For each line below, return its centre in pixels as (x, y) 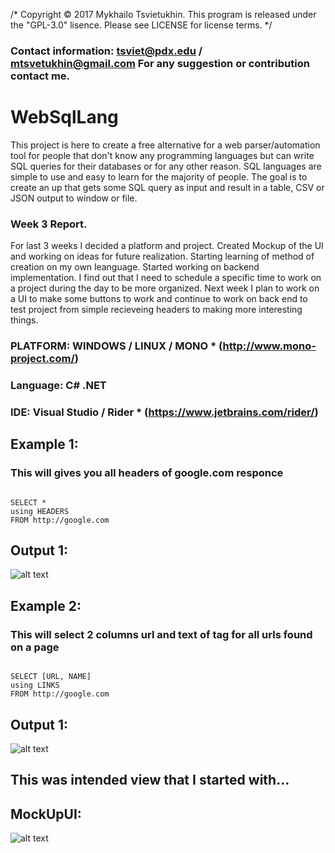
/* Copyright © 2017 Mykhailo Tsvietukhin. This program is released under (163, 14)
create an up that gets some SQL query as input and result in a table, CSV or (167, 187)
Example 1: (44, 444)
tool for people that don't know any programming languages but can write (162, 155)
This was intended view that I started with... (150, 780)
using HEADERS (40, 511)
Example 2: (46, 605)
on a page (35, 647)
